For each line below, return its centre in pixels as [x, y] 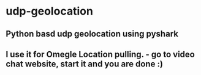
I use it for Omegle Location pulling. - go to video [100, 54]
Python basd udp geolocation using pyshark [92, 34]
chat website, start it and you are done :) [85, 64]
